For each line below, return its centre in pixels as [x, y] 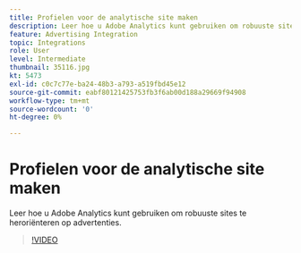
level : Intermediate [48, 59]
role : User [30, 51]
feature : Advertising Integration [74, 34]
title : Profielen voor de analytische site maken [104, 17]
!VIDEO [44, 240]
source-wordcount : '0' [52, 109]
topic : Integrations [48, 42]
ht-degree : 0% [36, 117]
